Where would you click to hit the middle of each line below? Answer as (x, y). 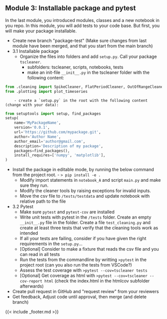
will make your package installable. (41, 31)
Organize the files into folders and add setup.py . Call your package (88, 56)
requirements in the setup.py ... (51, 244)
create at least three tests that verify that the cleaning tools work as (89, 228)
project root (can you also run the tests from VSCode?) (76, 265)
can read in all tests (40, 255)
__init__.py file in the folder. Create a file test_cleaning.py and (85, 223)
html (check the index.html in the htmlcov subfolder (97, 281)
